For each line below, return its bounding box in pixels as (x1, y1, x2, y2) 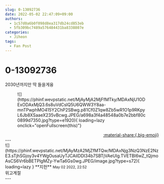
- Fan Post (9, 44, 32, 48)
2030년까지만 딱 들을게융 (5, 81, 54, 87)
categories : (5, 30, 29, 35)
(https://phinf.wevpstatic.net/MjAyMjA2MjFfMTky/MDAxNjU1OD (17, 96, 145, 102)
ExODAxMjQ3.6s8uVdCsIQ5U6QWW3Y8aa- (17, 101, 106, 108)
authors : (5, 16, 23, 21)
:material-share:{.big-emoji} (103, 132, 159, 138)
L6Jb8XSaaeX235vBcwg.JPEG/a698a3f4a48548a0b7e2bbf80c (17, 112, 146, 118)
